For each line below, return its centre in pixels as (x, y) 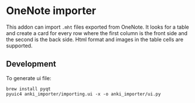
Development (31, 64)
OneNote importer (51, 11)
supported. (19, 46)
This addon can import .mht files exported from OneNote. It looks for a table (97, 27)
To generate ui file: (29, 78)
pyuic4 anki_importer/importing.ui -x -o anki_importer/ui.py (83, 94)
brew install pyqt (28, 89)
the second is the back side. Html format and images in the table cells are (95, 39)
